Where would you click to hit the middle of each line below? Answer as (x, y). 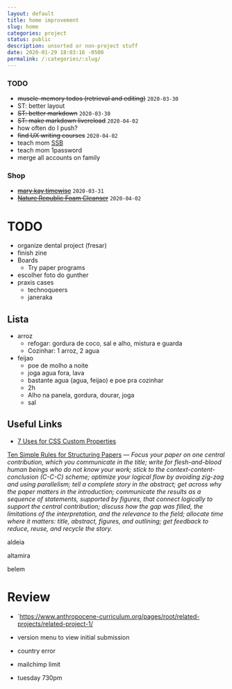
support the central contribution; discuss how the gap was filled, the (105, 506)
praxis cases (35, 283)
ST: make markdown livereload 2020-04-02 (78, 121)
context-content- (191, 469)
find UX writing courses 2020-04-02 (67, 136)
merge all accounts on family (59, 158)
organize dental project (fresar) (62, 246)
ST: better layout (41, 106)
